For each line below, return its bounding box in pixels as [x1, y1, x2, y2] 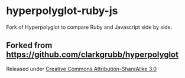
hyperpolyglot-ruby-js [6, 4, 118, 18]
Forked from [6, 40, 53, 50]
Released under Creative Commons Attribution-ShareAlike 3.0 [6, 65, 157, 72]
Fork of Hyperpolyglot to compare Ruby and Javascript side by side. [6, 23, 173, 30]
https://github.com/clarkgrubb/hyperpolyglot [6, 50, 179, 60]
